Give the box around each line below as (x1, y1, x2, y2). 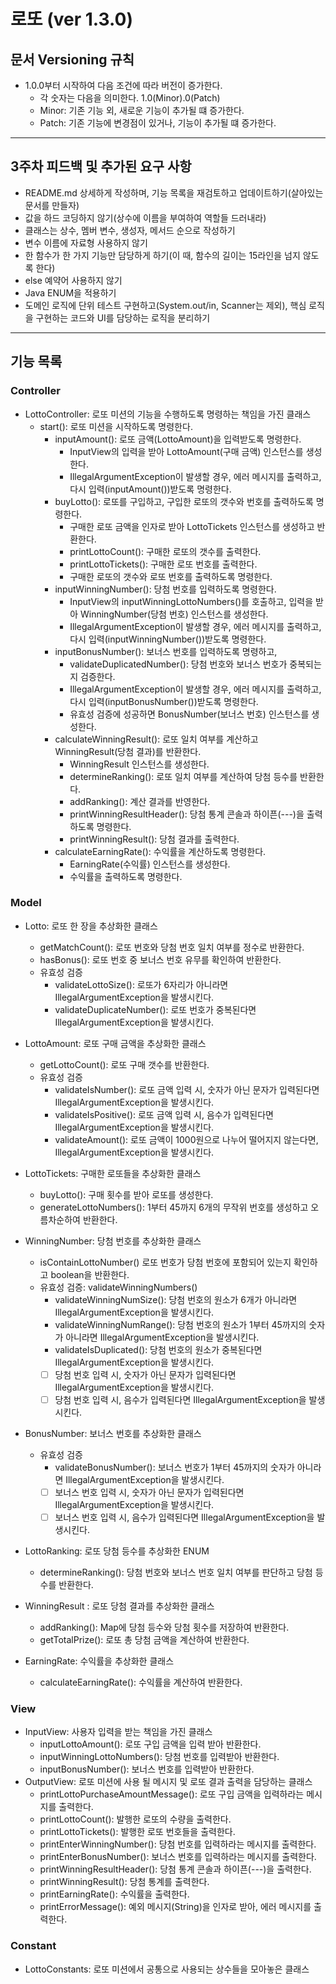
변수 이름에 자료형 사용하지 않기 (24, 236, 148, 249)
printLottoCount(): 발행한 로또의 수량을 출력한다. (39, 1813, 232, 1825)
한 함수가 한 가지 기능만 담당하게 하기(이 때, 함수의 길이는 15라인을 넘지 (24, 249, 301, 261)
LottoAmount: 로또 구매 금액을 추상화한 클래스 (24, 1037, 207, 1049)
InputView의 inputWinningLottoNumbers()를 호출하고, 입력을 (69, 595, 314, 607)
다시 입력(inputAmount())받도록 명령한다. (69, 483, 232, 495)
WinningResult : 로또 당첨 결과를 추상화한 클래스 (24, 1600, 215, 1612)
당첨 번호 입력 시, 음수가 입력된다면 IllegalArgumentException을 (54, 1393, 307, 1405)
